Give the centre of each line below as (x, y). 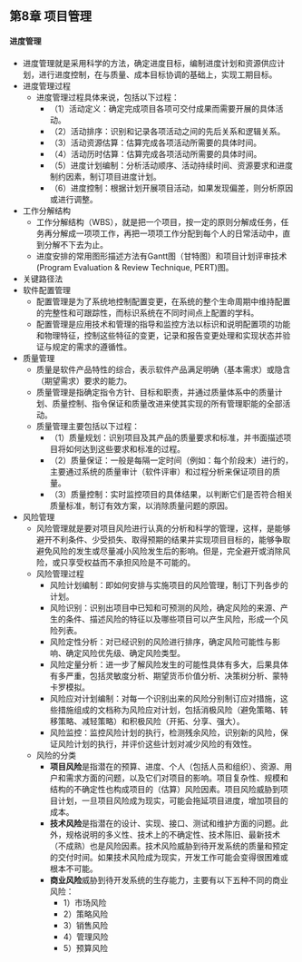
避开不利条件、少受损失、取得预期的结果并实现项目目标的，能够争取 (163, 539)
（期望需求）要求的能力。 (84, 380)
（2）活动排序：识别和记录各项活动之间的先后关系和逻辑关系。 (167, 131)
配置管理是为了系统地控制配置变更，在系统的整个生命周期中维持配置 (163, 301)
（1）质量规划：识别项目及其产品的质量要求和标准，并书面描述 (166, 437)
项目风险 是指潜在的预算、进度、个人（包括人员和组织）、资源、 (167, 766)
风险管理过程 (60, 574)
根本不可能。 (73, 869)
